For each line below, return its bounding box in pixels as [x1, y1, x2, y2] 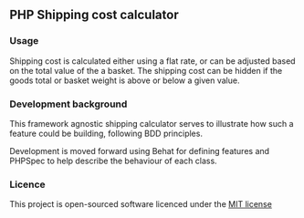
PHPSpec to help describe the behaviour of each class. [9, 155, 217, 166]
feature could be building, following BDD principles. [9, 128, 204, 139]
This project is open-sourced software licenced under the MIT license [9, 199, 272, 210]
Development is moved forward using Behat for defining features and [9, 145, 270, 156]
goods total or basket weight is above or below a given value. [9, 75, 240, 86]
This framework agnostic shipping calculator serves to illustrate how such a [9, 118, 294, 129]
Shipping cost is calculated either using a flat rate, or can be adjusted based [9, 55, 296, 67]
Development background [9, 98, 128, 110]
